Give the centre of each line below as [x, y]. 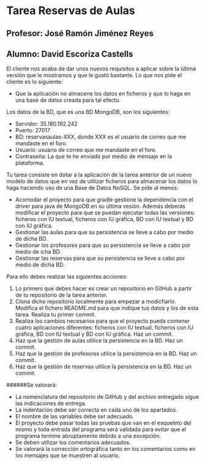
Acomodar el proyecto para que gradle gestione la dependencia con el [104, 200]
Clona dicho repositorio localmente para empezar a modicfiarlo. [95, 301]
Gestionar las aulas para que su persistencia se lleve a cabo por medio [104, 232]
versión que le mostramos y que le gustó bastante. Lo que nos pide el [94, 75]
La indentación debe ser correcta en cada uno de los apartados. [96, 410]
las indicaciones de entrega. [51, 403]
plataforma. [30, 163]
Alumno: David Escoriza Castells [70, 54]
